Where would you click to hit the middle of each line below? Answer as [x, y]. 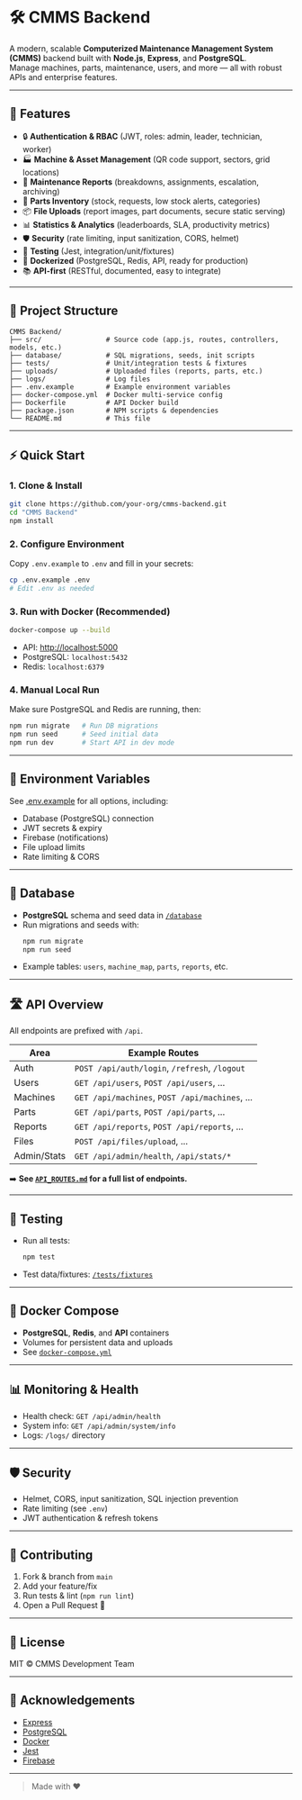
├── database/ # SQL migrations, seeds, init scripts [132, 355]
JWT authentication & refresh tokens [90, 1518]
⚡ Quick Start [47, 455]
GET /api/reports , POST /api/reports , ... [160, 1126]
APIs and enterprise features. [64, 77]
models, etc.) [36, 348]
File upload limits [53, 846]
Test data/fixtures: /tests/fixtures [88, 1274]
